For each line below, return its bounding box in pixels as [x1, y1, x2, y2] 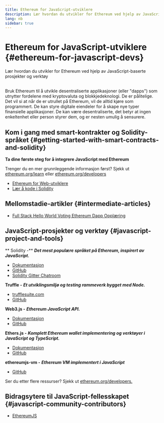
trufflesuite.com [12, 291, 44, 297]
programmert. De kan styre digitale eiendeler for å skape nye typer [5, 103, 140, 110]
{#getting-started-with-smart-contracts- [30, 136, 159, 144]
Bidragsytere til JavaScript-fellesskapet [5, 392, 129, 401]
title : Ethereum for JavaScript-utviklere [5, 7, 93, 12]
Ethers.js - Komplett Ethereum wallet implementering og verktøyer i [5, 330, 145, 336]
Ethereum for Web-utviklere [12, 181, 68, 186]
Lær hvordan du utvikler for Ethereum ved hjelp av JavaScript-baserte [5, 68, 146, 74]
